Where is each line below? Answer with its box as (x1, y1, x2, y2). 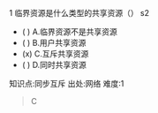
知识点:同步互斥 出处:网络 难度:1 (9, 79, 124, 88)
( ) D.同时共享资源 (21, 60, 87, 70)
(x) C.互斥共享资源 (21, 49, 89, 59)
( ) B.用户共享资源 (21, 38, 87, 48)
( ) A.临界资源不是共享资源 (21, 26, 117, 37)
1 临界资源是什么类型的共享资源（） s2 (9, 8, 150, 18)
